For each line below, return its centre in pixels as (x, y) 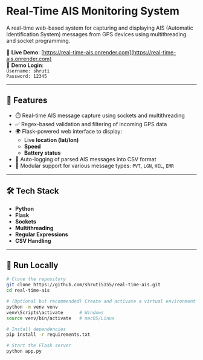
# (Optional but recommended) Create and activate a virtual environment (101, 301)
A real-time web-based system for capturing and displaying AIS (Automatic (100, 28)
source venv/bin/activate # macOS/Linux (60, 318)
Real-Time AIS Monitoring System (93, 11)
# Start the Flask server (39, 346)
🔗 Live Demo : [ (25, 52)
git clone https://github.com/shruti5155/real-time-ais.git (84, 285)
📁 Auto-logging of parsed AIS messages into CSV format (85, 159)
